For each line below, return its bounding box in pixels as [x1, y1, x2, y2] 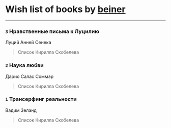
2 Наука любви [5, 62, 44, 69]
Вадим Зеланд [5, 107, 37, 113]
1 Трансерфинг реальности [5, 96, 77, 103]
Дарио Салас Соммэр [5, 73, 54, 79]
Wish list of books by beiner [5, 4, 126, 15]
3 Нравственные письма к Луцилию [5, 28, 100, 35]
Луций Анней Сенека [5, 39, 52, 46]
